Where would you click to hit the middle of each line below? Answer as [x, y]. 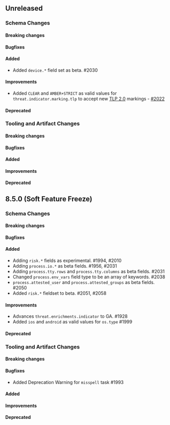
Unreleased [24, 8]
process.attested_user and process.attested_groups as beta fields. [83, 282]
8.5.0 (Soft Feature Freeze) [49, 199]
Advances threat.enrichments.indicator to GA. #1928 [70, 316]
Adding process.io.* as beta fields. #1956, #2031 [65, 266]
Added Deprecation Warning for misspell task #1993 [68, 382]
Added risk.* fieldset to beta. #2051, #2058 [59, 293]
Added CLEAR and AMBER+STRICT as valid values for [65, 93]
